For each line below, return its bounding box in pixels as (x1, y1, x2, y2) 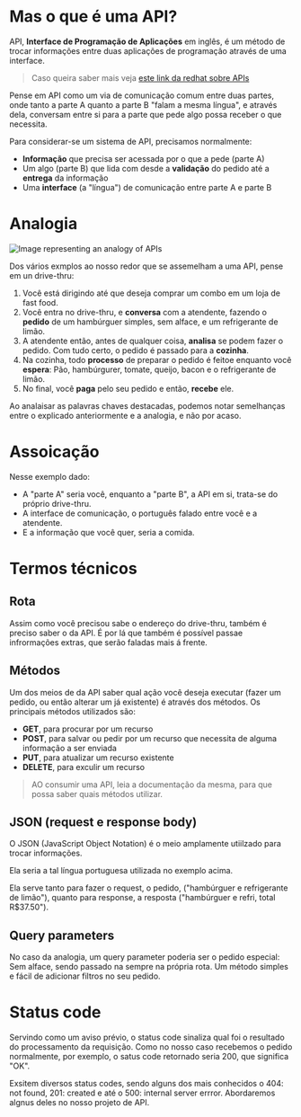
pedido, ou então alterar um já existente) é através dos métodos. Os (9, 696, 261, 707)
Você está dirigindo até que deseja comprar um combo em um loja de (22, 288, 281, 298)
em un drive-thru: (9, 270, 75, 280)
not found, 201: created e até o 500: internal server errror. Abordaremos (9, 1087, 276, 1098)
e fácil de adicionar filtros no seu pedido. (9, 971, 161, 981)
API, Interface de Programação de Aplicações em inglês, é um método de (9, 36, 286, 47)
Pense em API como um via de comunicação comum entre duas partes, (9, 90, 274, 101)
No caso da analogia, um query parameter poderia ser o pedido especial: (9, 952, 280, 962)
